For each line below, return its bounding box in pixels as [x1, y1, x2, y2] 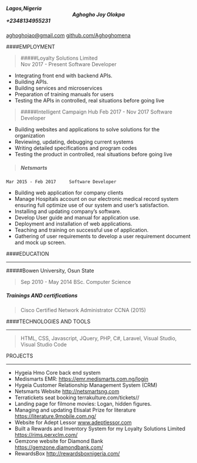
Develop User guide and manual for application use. [14, 214, 141, 221]
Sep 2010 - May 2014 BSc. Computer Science [20, 278, 131, 285]
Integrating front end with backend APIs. [14, 72, 113, 79]
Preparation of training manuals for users [14, 91, 114, 98]
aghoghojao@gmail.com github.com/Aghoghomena [6, 32, 131, 39]
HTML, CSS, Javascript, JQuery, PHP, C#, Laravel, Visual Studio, [20, 334, 177, 342]
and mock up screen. [14, 239, 66, 246]
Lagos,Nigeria [6, 5, 42, 12]
